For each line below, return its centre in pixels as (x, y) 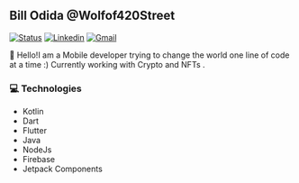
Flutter (35, 131)
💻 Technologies (46, 88)
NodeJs (37, 150)
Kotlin (33, 112)
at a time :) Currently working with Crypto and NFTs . (107, 64)
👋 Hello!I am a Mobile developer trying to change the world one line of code (149, 55)
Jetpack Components (63, 169)
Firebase (39, 160)
